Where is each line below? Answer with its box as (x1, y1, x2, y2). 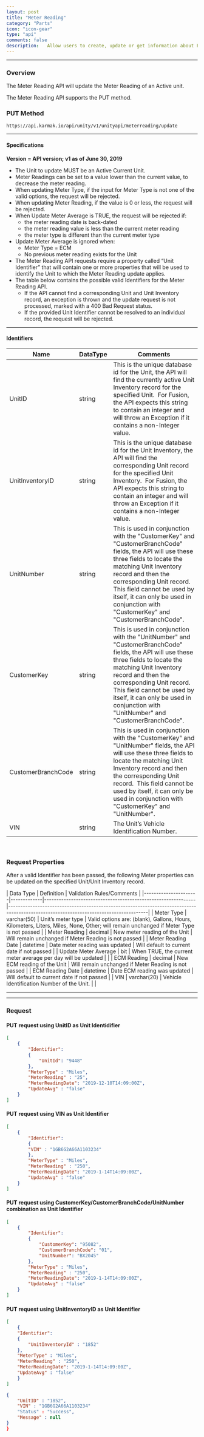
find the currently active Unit (113, 375, 195, 384)
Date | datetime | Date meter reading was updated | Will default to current (6, 942, 190, 949)
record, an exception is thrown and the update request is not (24, 296, 176, 303)
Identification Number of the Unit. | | (6, 980, 97, 987)
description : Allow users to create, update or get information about (6, 43, 194, 49)
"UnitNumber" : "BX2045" (38, 1252, 99, 1259)
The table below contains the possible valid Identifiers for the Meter (15, 276, 185, 284)
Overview (6, 68, 36, 76)
